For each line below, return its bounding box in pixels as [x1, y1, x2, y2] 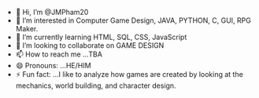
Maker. [15, 24, 39, 33]
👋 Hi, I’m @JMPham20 [15, 8, 89, 16]
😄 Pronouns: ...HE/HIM [15, 61, 92, 70]
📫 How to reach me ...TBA [15, 49, 102, 59]
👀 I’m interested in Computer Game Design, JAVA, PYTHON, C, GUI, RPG [15, 16, 252, 25]
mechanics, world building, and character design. [15, 81, 176, 90]
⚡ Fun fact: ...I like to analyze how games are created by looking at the [15, 70, 244, 78]
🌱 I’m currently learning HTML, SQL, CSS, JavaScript [15, 32, 187, 42]
